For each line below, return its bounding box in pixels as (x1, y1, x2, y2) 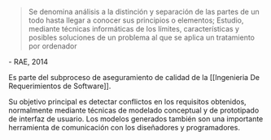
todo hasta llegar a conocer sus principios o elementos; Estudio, (28, 15, 244, 25)
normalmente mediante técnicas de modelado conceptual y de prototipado (8, 105, 260, 115)
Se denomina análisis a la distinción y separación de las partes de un (28, 7, 260, 16)
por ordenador (28, 41, 77, 51)
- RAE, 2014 (8, 57, 49, 66)
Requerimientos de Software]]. (8, 81, 111, 91)
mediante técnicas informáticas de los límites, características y (28, 24, 240, 33)
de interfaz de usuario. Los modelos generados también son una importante (8, 114, 264, 124)
